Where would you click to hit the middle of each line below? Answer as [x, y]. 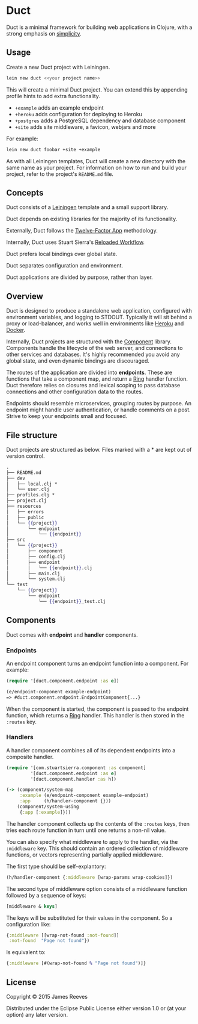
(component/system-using [48, 807]
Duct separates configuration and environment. [65, 266]
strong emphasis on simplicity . [44, 33]
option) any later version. [37, 1015]
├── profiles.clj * [31, 495]
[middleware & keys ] [32, 906]
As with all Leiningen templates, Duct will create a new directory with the [96, 161]
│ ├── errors [25, 512]
